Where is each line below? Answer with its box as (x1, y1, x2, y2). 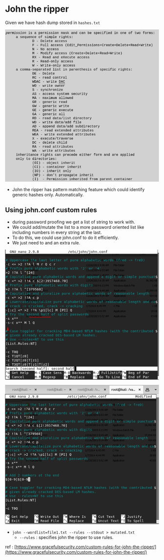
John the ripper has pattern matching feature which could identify (12, 186, 145, 192)
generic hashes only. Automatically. (12, 192, 84, 197)
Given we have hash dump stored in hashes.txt (5, 20, 101, 25)
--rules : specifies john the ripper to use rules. (19, 535, 114, 540)
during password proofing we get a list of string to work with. (12, 219, 135, 225)
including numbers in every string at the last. (12, 229, 102, 235)
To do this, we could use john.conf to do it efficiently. (12, 234, 119, 241)
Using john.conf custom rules (5, 206, 97, 214)
